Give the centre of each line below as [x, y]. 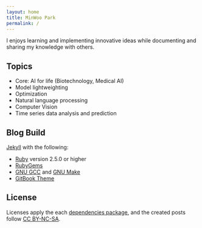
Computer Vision [36, 107]
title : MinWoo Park [31, 18]
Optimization [31, 94]
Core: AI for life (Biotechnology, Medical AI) [69, 81]
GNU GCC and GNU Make [48, 172]
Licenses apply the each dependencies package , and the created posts [96, 212]
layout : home [23, 12]
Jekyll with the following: [37, 147]
